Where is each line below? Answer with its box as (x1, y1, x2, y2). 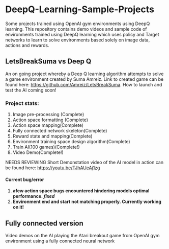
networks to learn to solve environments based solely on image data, (5, 37, 150, 43)
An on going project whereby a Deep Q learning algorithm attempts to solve (5, 71, 164, 77)
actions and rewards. (5, 42, 49, 48)
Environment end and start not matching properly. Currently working (12, 198, 161, 205)
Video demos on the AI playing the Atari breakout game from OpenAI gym (5, 233, 160, 239)
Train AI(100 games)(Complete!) (12, 144, 80, 150)
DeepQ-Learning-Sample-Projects (5, 4, 154, 15)
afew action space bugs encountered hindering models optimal (12, 188, 150, 194)
